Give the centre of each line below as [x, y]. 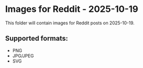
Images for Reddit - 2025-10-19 [72, 9]
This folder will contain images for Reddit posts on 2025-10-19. [70, 23]
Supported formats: [37, 38]
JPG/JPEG [23, 56]
